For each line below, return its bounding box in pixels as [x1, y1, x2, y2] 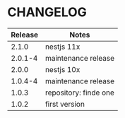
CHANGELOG [7, 4, 87, 20]
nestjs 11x [44, 42, 81, 52]
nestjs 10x [44, 64, 81, 74]
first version [44, 99, 85, 109]
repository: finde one [44, 88, 115, 98]
